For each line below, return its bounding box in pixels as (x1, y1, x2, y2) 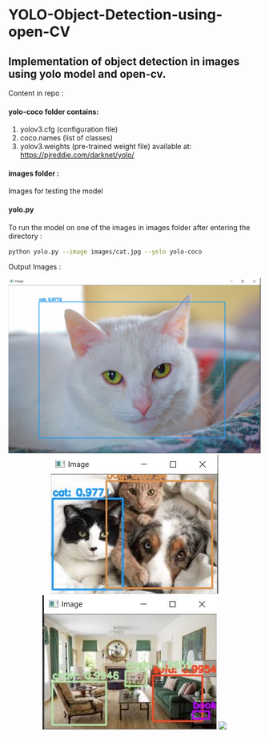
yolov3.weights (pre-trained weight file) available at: (19, 142, 192, 152)
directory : (8, 231, 42, 241)
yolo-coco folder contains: (8, 107, 99, 116)
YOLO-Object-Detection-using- (8, 6, 223, 24)
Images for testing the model (8, 186, 103, 196)
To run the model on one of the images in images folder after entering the (8, 222, 251, 232)
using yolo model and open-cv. (8, 67, 167, 81)
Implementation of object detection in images (8, 55, 240, 68)
